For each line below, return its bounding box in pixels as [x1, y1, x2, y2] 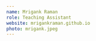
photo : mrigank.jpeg [6, 25, 59, 32]
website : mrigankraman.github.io [6, 20, 91, 26]
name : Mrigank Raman [6, 8, 59, 15]
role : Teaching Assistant [6, 14, 71, 20]
